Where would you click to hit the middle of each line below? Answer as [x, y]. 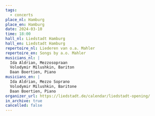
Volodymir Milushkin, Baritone [43, 86]
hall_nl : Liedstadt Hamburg [35, 39]
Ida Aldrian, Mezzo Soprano [40, 82]
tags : [11, 10]
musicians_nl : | [23, 58]
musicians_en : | [23, 77]
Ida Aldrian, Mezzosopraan [39, 63]
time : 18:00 [18, 34]
